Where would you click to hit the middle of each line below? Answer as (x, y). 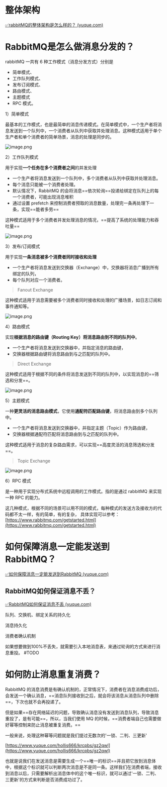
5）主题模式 (17, 400)
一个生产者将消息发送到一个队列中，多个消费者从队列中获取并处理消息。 (86, 178)
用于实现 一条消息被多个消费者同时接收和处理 (51, 257)
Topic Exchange (34, 461)
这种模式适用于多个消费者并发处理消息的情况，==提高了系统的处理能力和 (80, 220)
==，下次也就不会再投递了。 (34, 701)
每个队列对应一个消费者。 (39, 280)
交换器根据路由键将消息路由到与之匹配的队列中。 (62, 354)
